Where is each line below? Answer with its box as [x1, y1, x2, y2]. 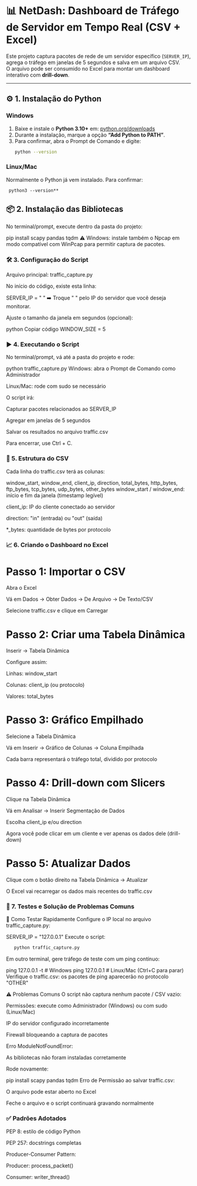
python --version [14, 149, 57, 155]
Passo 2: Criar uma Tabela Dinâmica [6, 627, 186, 641]
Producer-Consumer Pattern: [6, 1151, 76, 1158]
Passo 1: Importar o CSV [6, 565, 126, 578]
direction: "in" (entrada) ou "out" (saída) [6, 514, 103, 521]
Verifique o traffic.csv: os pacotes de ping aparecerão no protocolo [6, 973, 169, 980]
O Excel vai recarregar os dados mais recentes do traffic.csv [6, 888, 152, 895]
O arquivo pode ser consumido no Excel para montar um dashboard [6, 65, 170, 72]
